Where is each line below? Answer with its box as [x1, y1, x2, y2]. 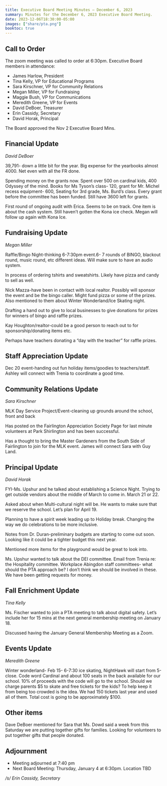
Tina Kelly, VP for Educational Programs [12, 78, 95, 84]
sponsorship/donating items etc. [5, 328, 72, 334]
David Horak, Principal [12, 115, 59, 121]
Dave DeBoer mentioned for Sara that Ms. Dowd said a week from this [5, 722, 149, 728]
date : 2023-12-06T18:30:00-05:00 [5, 17, 75, 22]
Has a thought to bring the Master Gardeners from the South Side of [5, 438, 145, 444]
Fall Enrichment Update [5, 587, 80, 595]
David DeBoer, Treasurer [12, 105, 63, 111]
